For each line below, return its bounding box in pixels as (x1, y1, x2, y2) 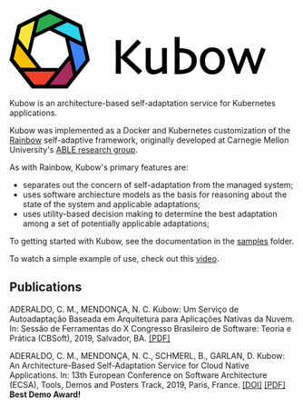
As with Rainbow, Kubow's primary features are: (9, 162, 189, 173)
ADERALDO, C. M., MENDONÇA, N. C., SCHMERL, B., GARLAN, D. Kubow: (9, 350, 286, 361)
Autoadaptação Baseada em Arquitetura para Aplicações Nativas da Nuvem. (9, 313, 295, 324)
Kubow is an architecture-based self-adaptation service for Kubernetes (9, 98, 277, 108)
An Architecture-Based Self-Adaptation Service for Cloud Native (9, 360, 249, 371)
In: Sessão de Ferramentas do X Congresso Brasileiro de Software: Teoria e (9, 323, 292, 333)
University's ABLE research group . (9, 144, 139, 154)
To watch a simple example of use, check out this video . (9, 253, 220, 263)
